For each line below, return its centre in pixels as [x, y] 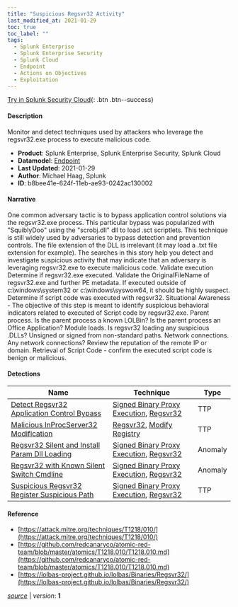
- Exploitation [36, 80]
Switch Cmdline [37, 474]
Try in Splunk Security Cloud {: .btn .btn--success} [81, 100]
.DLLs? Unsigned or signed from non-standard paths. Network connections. [118, 335]
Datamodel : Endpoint [49, 161]
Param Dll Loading [41, 453]
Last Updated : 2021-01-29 [56, 168]
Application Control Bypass [56, 413]
